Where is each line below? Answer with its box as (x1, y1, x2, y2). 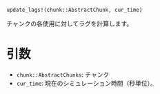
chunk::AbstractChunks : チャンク (16, 70, 110, 79)
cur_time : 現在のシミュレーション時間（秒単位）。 (16, 79, 157, 87)
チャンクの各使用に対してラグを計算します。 (6, 19, 133, 28)
